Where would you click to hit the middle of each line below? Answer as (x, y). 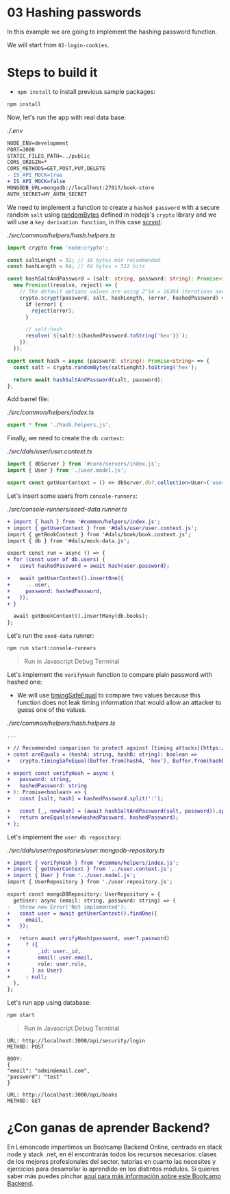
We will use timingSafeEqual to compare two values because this (108, 695)
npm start (21, 1015)
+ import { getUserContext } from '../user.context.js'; (90, 869)
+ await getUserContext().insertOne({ (66, 578)
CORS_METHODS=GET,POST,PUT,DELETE (56, 169)
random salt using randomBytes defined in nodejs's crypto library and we (112, 215)
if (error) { (44, 304)
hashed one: (25, 682)
